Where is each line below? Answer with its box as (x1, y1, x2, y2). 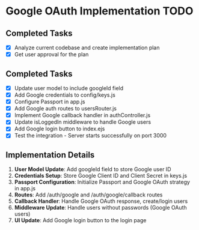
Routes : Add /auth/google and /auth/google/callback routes (14, 191, 163, 199)
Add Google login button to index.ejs (14, 125, 105, 133)
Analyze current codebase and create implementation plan (14, 44, 160, 51)
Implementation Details (5, 150, 95, 160)
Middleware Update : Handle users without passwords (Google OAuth (14, 204, 187, 211)
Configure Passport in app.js (14, 98, 85, 106)
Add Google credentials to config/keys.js (14, 91, 115, 98)
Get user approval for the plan (14, 51, 89, 58)
